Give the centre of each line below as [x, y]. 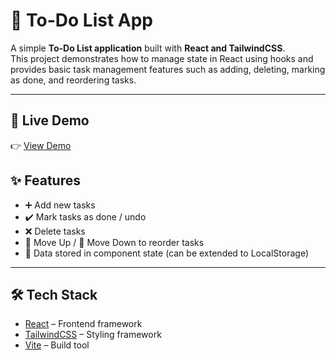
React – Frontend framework [83, 324]
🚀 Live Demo [50, 120]
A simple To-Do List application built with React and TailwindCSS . [148, 48]
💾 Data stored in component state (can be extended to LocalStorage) [166, 253]
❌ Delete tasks [55, 231]
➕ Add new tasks [60, 205]
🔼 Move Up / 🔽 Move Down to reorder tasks [114, 242]
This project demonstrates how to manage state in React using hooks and [162, 58]
